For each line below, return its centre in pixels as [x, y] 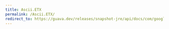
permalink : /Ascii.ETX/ [30, 14]
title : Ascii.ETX [23, 10]
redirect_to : [19, 19]
